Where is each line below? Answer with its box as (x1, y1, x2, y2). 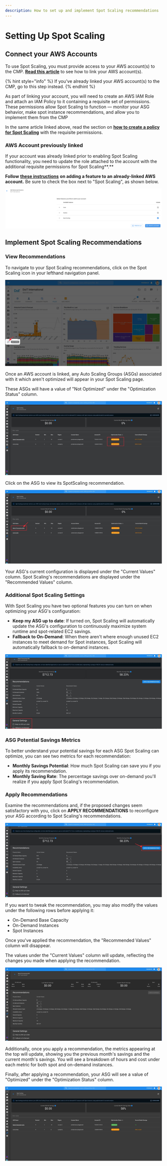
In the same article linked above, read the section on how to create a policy (5, 124, 160, 130)
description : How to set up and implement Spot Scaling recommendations (5, 8, 159, 13)
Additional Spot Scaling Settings (5, 591, 85, 598)
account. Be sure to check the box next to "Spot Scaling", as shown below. (5, 179, 159, 185)
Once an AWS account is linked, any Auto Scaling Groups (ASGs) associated (5, 371, 162, 377)
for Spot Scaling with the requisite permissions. (5, 129, 103, 135)
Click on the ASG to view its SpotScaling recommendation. (5, 480, 125, 486)
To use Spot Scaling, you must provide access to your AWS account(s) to (5, 63, 155, 69)
